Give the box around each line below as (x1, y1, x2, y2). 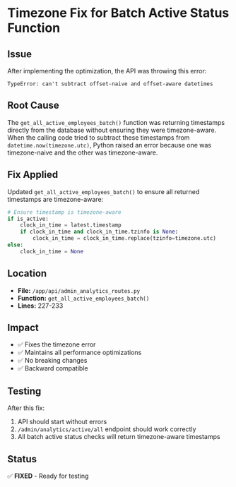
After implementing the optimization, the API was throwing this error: (7, 67, 207, 75)
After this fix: (7, 404, 45, 412)
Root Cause (7, 100, 60, 112)
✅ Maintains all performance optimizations (17, 348, 142, 357)
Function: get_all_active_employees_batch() (17, 294, 150, 302)
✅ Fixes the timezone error (17, 340, 96, 349)
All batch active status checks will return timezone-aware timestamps (17, 433, 220, 441)
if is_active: (7, 215, 49, 222)
